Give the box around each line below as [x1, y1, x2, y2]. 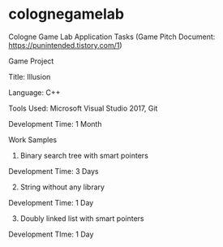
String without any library [19, 182, 105, 192]
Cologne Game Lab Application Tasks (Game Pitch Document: [8, 32, 216, 41]
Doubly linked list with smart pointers [19, 213, 144, 223]
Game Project [8, 56, 54, 66]
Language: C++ [8, 87, 61, 97]
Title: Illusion [8, 71, 51, 81]
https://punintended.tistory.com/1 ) [8, 40, 123, 50]
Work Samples [8, 135, 58, 145]
